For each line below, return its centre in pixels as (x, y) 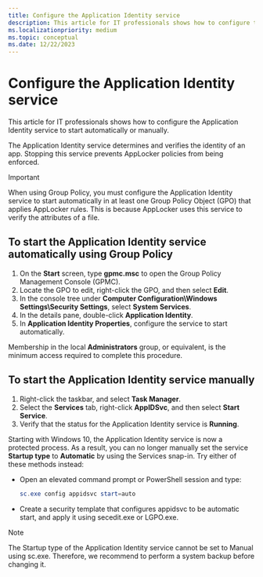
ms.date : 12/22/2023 (42, 45)
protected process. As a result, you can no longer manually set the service (128, 447)
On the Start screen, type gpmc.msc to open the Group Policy (120, 273)
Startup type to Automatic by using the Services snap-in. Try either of (122, 455)
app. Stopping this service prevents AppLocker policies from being (116, 154)
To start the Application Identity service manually (131, 380)
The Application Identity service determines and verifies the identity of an (127, 145)
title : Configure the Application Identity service (94, 15)
